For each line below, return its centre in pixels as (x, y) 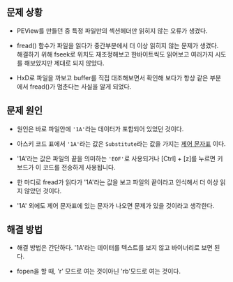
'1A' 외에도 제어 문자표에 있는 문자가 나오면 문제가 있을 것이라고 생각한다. (115, 205)
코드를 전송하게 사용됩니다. (79, 167)
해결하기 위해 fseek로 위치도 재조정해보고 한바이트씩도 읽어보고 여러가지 (115, 54)
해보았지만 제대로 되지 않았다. (64, 63)
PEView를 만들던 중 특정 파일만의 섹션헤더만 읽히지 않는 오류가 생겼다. (112, 31)
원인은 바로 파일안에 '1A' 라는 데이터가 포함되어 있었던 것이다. (100, 128)
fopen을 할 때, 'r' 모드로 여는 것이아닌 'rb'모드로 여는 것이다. (98, 272)
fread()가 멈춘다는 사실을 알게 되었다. (81, 87)
